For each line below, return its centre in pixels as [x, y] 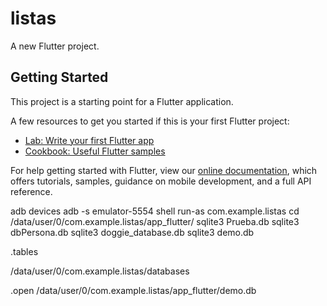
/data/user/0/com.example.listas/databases [100, 271]
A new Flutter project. [55, 46]
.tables [24, 251]
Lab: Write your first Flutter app [89, 140]
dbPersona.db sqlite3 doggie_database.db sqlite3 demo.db [132, 232]
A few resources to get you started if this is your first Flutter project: [150, 121]
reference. [31, 191]
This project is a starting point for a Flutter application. [122, 101]
